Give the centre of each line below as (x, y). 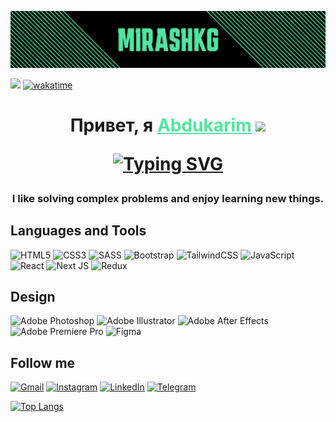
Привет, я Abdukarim (160, 125)
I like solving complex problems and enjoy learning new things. (168, 198)
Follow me (43, 362)
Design (33, 296)
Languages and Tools (78, 231)
